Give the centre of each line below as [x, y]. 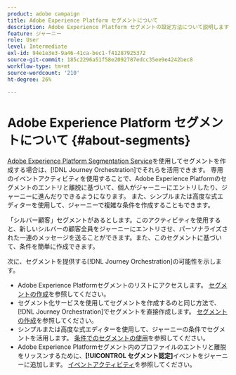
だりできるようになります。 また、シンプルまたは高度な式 [134, 196]
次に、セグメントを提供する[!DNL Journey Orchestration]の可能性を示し [112, 262]
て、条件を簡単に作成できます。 [53, 247]
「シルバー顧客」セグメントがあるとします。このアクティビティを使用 [108, 220]
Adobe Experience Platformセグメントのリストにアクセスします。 [112, 285]
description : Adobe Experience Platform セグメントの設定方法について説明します [118, 27]
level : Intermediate [38, 47]
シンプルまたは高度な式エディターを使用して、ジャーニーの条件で [112, 329]
